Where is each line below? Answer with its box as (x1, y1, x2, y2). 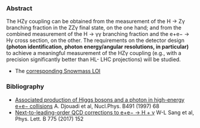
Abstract (6, 4, 33, 13)
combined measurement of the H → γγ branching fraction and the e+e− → (6, 31, 190, 38)
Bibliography (6, 83, 44, 91)
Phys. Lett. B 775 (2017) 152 (14, 115, 84, 122)
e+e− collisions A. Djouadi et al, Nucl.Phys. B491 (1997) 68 (14, 102, 160, 109)
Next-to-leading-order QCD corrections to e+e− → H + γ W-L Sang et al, (14, 109, 195, 116)
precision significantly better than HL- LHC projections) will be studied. (6, 56, 181, 63)
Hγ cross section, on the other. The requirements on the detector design (6, 37, 184, 44)
